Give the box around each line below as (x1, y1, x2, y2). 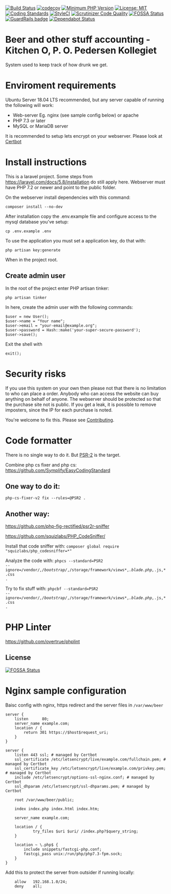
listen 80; (14, 716, 50, 721)
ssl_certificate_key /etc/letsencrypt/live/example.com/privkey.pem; (14, 766, 166, 771)
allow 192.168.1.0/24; (14, 879, 68, 884)
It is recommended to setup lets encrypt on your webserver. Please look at (5, 133, 163, 139)
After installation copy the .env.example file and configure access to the (5, 213, 157, 219)
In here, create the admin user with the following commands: (5, 304, 133, 310)
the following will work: (5, 102, 54, 108)
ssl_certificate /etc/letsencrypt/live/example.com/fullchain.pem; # (14, 757, 166, 762)
